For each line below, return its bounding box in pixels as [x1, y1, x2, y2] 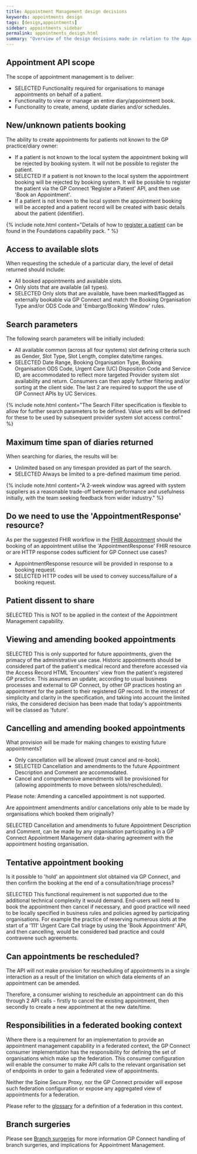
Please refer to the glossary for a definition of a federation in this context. [6, 1102, 184, 1109]
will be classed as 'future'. [6, 706, 69, 714]
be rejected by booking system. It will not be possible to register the [14, 160, 179, 167]
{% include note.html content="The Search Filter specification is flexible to [6, 402, 186, 409]
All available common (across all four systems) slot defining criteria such [14, 346, 191, 354]
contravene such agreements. [6, 934, 79, 941]
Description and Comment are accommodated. [14, 769, 128, 776]
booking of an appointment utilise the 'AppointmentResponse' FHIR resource [6, 542, 191, 549]
